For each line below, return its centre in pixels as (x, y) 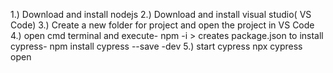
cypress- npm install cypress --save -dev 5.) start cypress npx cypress (156, 46)
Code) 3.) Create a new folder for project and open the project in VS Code (162, 25)
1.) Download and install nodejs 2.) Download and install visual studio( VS (161, 14)
